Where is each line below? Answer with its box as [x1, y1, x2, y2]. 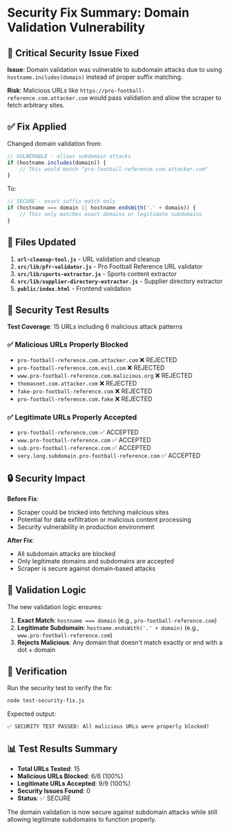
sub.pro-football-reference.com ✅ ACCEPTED [17, 444, 151, 452]
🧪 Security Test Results [7, 305, 110, 316]
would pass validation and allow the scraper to [89, 93, 222, 102]
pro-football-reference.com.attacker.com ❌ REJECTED [17, 355, 178, 364]
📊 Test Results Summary [7, 743, 118, 755]
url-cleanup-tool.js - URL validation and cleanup [17, 255, 161, 263]
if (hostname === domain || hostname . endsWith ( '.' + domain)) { [7, 204, 196, 212]
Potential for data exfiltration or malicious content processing [17, 515, 191, 523]
